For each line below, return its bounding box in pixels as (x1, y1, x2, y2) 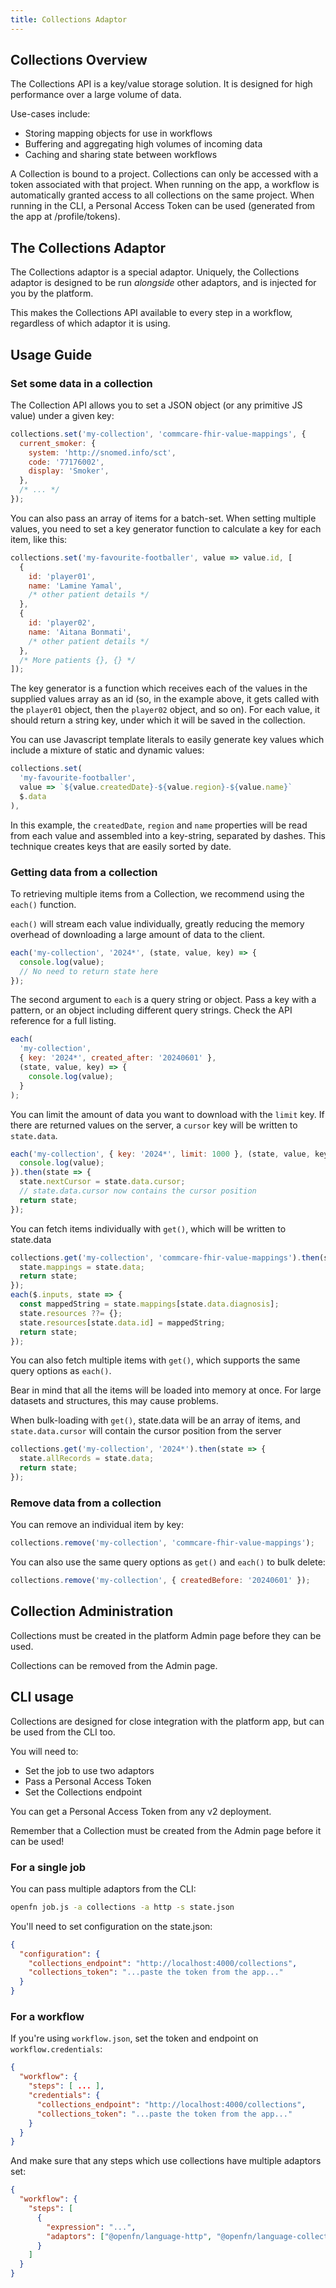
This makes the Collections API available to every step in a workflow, (10, 307, 293, 319)
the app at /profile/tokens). (10, 211, 121, 223)
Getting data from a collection (10, 865, 158, 879)
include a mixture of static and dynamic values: (10, 744, 205, 756)
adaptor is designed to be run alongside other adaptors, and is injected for (10, 277, 317, 289)
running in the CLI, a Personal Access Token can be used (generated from (10, 200, 316, 212)
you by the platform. (10, 287, 94, 300)
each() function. (10, 898, 77, 910)
